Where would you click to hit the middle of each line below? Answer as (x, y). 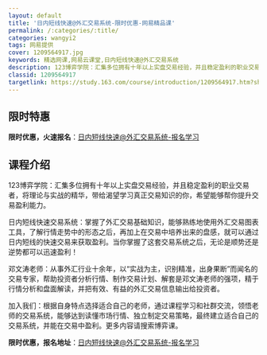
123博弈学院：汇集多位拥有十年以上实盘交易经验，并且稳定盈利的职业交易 (129, 185)
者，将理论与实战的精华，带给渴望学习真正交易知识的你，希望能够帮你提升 (130, 195)
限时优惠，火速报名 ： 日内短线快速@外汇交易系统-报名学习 (104, 137)
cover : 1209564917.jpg (46, 53)
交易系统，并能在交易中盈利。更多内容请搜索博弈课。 (95, 326)
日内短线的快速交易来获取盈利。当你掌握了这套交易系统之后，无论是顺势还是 (133, 242)
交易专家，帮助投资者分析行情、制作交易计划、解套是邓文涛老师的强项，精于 (133, 279)
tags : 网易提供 (31, 45)
